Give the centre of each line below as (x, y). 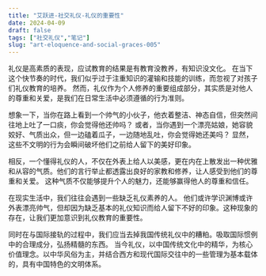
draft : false (30, 30)
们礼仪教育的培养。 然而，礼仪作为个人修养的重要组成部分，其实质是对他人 (131, 89)
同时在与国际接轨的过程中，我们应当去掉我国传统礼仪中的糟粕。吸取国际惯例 (133, 235)
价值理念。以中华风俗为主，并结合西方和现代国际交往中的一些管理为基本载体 (133, 255)
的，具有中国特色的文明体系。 (57, 264)
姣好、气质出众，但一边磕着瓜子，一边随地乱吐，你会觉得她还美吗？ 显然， (131, 134)
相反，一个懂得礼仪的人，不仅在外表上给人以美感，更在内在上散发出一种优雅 (133, 161)
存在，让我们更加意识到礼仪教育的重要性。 (78, 217)
